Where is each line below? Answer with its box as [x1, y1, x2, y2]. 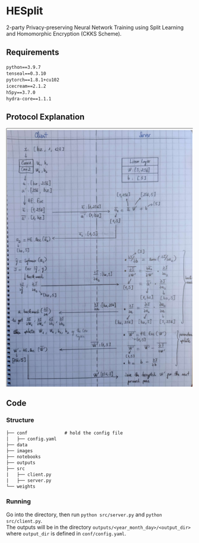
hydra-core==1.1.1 [6, 96, 52, 102]
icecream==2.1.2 [6, 83, 46, 89]
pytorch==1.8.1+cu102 [6, 77, 60, 83]
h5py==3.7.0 [6, 89, 36, 96]
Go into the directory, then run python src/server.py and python [6, 511, 162, 518]
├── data [6, 442, 28, 448]
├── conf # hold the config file [6, 430, 123, 436]
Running [6, 497, 31, 506]
